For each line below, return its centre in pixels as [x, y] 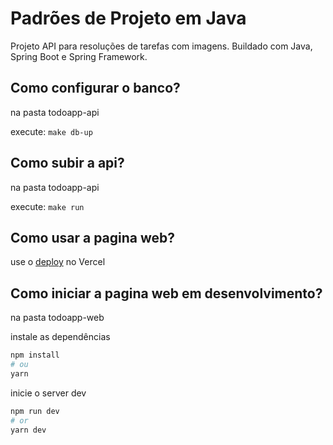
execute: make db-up [51, 131]
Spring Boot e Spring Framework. [79, 56]
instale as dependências [60, 337]
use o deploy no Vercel [58, 262]
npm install [35, 355]
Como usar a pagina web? [93, 237]
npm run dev [35, 411]
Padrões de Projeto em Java [128, 18]
